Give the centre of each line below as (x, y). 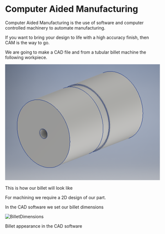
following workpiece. (26, 57)
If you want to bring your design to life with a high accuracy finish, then (77, 37)
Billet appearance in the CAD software (44, 226)
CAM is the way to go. (27, 42)
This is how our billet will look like (39, 188)
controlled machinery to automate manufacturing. (55, 28)
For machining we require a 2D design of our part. (56, 198)
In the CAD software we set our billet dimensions (55, 207)
